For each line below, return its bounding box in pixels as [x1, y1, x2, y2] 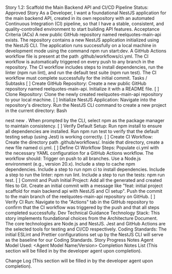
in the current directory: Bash [5, 107, 68, 113]
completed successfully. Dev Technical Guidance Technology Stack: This [5, 210, 160, 216]
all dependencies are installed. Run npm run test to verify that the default [5, 128, 159, 134]
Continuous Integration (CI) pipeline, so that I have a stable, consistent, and [5, 20, 164, 27]
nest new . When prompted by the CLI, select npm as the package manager [5, 118, 165, 123]
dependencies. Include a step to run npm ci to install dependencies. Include [5, 166, 165, 172]
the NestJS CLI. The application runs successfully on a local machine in [5, 42, 157, 48]
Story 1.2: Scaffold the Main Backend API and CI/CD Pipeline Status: [5, 5, 148, 10]
